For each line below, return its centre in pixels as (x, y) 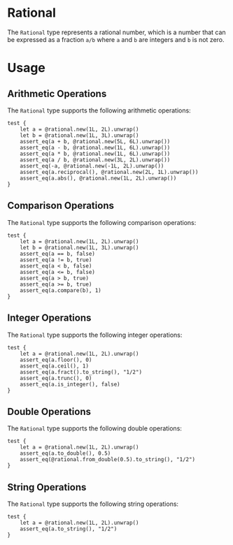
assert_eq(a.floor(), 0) (56, 360)
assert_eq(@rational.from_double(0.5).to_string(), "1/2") (108, 460)
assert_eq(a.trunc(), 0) (56, 378)
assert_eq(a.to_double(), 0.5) (65, 453)
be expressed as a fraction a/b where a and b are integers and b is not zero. (116, 39)
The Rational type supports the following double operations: (94, 428)
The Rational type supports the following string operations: (93, 504)
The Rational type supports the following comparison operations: (102, 222)
